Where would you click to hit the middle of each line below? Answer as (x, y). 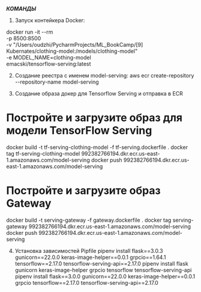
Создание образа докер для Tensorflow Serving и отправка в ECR (99, 93)
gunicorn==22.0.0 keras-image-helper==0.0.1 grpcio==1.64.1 (90, 257)
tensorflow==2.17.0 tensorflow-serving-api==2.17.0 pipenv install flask (102, 263)
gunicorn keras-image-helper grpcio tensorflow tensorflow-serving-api (103, 270)
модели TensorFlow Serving (79, 131)
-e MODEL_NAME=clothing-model (49, 57)
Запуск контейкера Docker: (50, 20)
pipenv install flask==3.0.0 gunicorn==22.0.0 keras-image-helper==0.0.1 (105, 276)
